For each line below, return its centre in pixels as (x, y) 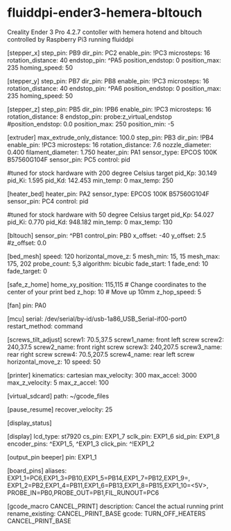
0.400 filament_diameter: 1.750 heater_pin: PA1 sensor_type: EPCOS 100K (112, 152)
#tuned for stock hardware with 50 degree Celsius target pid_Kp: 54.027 (111, 214)
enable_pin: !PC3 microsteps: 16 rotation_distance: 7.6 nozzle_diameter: (109, 144)
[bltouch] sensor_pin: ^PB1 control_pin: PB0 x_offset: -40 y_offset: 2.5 (107, 235)
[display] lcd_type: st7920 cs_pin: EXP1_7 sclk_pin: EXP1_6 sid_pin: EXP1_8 (113, 436)
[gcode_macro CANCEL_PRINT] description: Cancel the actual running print (115, 506)
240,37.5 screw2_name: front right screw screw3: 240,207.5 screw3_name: (114, 347)
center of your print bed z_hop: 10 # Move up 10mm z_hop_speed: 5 (104, 292)
